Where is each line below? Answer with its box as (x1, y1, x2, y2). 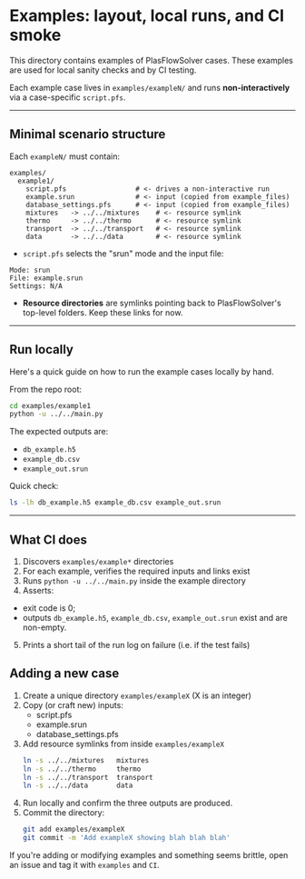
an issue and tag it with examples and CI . (9, 860, 161, 871)
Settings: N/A (9, 281, 64, 291)
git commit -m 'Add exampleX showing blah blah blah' (22, 834, 231, 843)
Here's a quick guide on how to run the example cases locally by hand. (9, 365, 274, 377)
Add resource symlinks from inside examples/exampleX (22, 738, 225, 749)
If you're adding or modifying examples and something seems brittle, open (9, 850, 289, 861)
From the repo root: (9, 384, 82, 395)
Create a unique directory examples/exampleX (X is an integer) (22, 690, 252, 701)
